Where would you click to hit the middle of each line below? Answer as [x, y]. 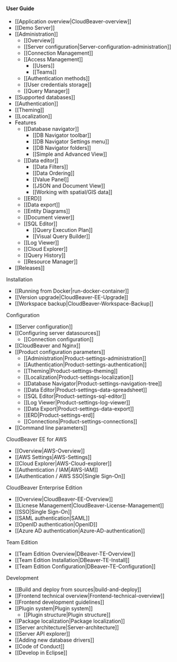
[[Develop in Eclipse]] [41, 653]
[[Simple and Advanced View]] [70, 154]
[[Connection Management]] [58, 53]
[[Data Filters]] [50, 167]
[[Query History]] [44, 255]
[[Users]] [44, 66]
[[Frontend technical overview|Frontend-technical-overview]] [89, 596]
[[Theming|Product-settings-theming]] [70, 371]
